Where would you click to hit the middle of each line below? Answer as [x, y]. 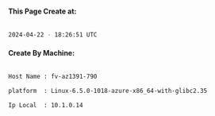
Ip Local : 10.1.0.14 [46, 106]
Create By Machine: [42, 52]
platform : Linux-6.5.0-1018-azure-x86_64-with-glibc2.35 [108, 91]
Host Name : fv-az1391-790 [53, 77]
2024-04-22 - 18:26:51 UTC [53, 35]
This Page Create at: [42, 11]
